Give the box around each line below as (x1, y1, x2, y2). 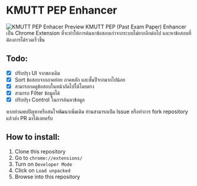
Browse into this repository (14, 173, 81, 180)
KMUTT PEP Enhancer (6, 4, 117, 17)
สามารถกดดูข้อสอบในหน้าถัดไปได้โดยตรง (14, 82, 94, 89)
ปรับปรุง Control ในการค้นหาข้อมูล (14, 96, 85, 103)
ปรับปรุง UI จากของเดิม (14, 69, 60, 76)
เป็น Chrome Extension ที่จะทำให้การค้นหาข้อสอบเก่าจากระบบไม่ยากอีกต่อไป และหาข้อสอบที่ (6, 29, 192, 36)
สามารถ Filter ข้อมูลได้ (14, 89, 60, 97)
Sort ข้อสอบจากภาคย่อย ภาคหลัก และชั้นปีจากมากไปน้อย (14, 76, 126, 83)
